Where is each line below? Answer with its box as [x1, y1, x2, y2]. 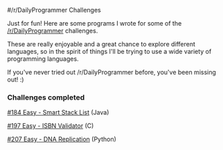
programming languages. [7, 55, 79, 63]
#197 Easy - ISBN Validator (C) [7, 122, 94, 130]
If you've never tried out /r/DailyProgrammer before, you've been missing [7, 68, 217, 76]
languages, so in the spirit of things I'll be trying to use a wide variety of [7, 48, 212, 55]
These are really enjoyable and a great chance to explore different [7, 40, 196, 48]
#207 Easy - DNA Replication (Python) [7, 135, 116, 144]
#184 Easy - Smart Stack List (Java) [7, 109, 109, 117]
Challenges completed [7, 93, 85, 102]
